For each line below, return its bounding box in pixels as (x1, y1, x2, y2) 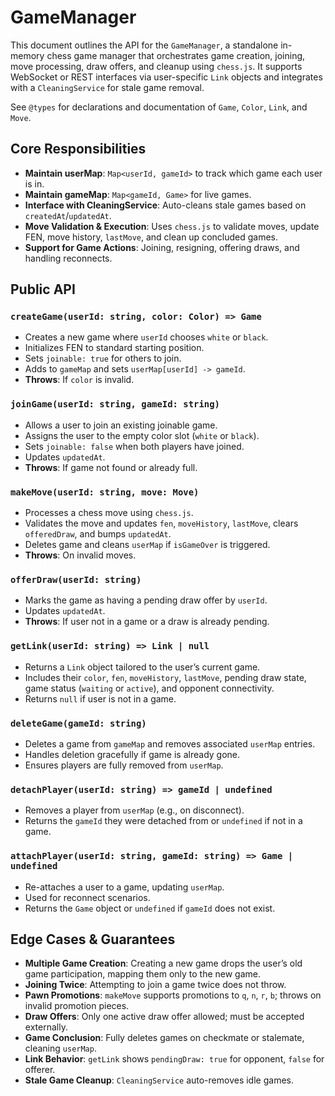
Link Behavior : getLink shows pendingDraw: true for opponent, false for (24, 1053, 325, 1065)
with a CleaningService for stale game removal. (10, 81, 205, 93)
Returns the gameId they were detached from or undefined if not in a (24, 815, 303, 827)
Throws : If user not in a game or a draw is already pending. (24, 616, 270, 628)
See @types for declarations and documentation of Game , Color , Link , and (10, 101, 308, 113)
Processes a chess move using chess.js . (24, 507, 194, 519)
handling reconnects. (24, 252, 113, 264)
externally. (24, 1021, 68, 1033)
